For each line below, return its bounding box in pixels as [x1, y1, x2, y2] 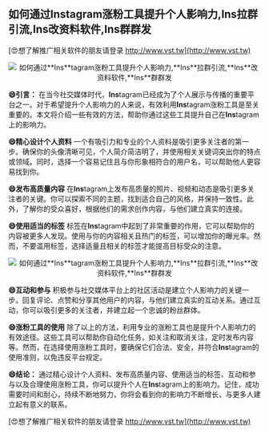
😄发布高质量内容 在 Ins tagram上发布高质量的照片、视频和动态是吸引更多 [8, 184, 248, 193]
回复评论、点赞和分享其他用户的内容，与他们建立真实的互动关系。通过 [22, 295, 254, 305]
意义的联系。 [29, 400, 72, 409]
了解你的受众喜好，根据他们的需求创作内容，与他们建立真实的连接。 [22, 204, 247, 213]
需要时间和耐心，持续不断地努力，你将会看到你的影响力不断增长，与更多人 [8, 389, 254, 399]
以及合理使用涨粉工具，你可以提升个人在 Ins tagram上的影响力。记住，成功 [14, 379, 259, 389]
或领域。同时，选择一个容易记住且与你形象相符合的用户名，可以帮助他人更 [8, 156, 254, 166]
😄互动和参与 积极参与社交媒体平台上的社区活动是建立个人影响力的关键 [8, 285, 243, 294]
